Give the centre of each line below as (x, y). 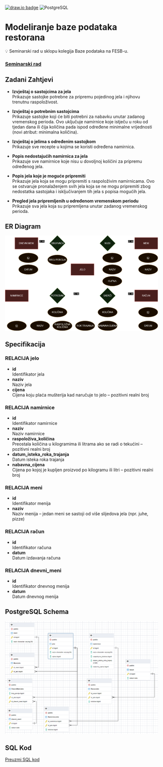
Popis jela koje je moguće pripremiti (49, 176)
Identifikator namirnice (34, 423)
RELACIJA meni (24, 487)
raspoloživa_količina (33, 439)
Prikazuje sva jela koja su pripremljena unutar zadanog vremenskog (80, 206)
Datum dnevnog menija (35, 596)
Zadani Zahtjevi (29, 80)
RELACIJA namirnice (30, 407)
